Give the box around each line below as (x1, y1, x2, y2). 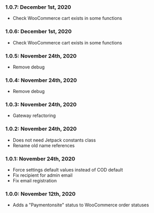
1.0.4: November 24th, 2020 (5, 77, 78, 84)
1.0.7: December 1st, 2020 (5, 4, 71, 11)
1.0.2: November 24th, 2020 (5, 125, 77, 132)
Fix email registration (12, 178, 57, 184)
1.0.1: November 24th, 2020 (5, 155, 75, 162)
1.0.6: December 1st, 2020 (5, 28, 72, 35)
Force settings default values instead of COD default (12, 167, 123, 173)
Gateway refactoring (12, 112, 56, 119)
